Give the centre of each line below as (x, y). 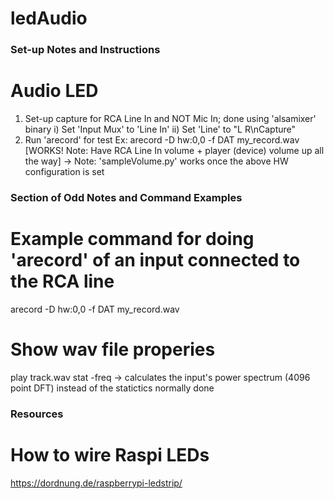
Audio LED (54, 91)
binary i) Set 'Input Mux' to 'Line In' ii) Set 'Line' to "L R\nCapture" (160, 129)
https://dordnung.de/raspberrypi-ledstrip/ (96, 483)
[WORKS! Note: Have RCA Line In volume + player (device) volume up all (174, 151)
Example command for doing (132, 239)
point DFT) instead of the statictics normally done (112, 388)
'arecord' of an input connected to (155, 260)
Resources (37, 414)
